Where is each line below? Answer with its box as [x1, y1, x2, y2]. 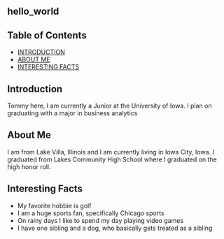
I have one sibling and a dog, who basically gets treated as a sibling [17, 224, 213, 232]
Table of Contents [7, 29, 87, 41]
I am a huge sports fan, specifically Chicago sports [17, 209, 164, 217]
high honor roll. [7, 162, 51, 171]
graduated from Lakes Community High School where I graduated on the [7, 155, 217, 164]
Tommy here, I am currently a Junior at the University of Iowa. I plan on [7, 101, 212, 110]
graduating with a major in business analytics [7, 109, 138, 117]
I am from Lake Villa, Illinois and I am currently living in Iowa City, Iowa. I [7, 147, 215, 156]
